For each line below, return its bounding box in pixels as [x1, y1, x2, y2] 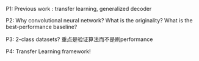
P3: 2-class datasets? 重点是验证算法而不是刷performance [5, 36, 153, 43]
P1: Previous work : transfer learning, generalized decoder [5, 5, 152, 12]
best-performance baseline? [5, 24, 78, 30]
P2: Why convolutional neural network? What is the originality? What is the [5, 17, 193, 24]
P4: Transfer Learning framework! [5, 48, 91, 55]
